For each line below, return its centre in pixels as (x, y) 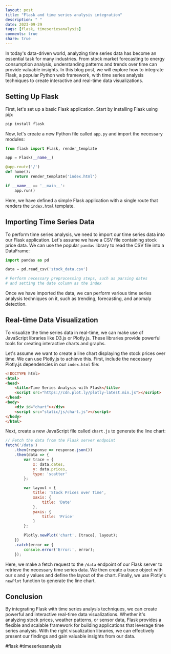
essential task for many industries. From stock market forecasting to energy (85, 58)
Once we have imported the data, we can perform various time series (79, 293)
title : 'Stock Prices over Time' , (69, 493)
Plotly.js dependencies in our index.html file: (52, 364)
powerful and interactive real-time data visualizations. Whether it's (76, 615)
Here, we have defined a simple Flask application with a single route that (82, 200)
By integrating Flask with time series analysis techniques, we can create (81, 609)
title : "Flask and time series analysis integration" (64, 15)
